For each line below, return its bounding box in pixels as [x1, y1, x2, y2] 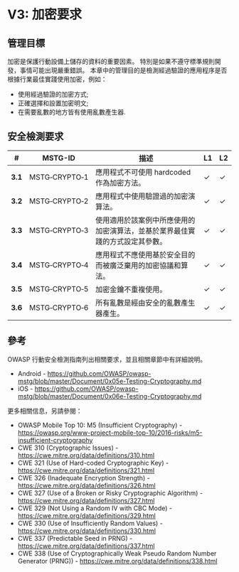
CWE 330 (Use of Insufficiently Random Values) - [17, 519, 164, 527]
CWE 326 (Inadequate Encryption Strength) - [17, 473, 151, 482]
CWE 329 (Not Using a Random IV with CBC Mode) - [17, 504, 173, 512]
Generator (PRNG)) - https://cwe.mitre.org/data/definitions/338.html [17, 556, 218, 565]
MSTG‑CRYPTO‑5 [28, 284, 89, 293]
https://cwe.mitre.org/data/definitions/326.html [17, 481, 156, 490]
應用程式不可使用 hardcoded [95, 167, 191, 177]
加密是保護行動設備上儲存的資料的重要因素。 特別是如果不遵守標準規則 [7, 58, 215, 65]
